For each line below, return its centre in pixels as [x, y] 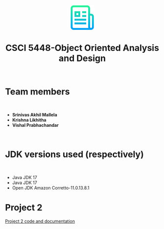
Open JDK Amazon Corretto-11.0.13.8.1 [51, 188]
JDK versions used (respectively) [75, 154]
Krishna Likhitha [29, 120]
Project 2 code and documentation [40, 221]
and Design [82, 58]
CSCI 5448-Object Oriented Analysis [82, 48]
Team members [37, 92]
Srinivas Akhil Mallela [35, 114]
